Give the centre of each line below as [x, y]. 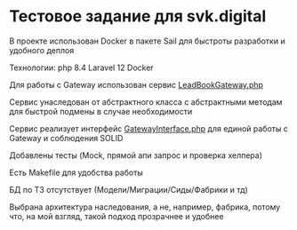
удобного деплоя [42, 50]
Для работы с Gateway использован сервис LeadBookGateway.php [136, 84]
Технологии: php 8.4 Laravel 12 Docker [81, 67]
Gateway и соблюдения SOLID [66, 138]
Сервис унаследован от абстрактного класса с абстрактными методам [146, 102]
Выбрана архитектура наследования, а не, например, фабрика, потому [145, 207]
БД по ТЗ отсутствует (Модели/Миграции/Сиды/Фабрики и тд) [129, 189]
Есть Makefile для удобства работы [76, 172]
